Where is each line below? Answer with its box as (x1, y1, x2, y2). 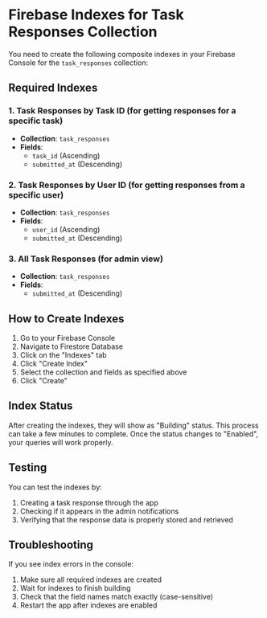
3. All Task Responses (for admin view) (8, 253, 163, 264)
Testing (8, 460, 47, 475)
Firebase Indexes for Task (8, 6, 184, 24)
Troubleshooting (8, 538, 94, 552)
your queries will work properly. (8, 437, 114, 447)
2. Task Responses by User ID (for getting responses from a (8, 179, 245, 190)
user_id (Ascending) (31, 224, 101, 234)
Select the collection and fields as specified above (19, 367, 187, 377)
